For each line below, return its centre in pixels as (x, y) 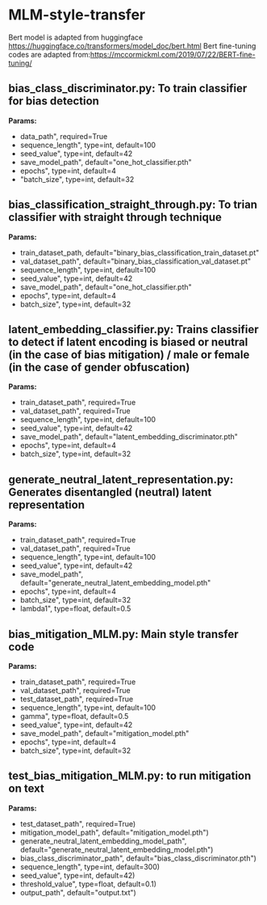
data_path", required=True (64, 136)
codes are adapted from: (50, 54)
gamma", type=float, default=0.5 (74, 716)
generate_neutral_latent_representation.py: (121, 479)
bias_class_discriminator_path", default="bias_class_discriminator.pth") (138, 858)
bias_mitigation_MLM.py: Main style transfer (124, 634)
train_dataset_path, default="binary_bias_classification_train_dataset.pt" (140, 252)
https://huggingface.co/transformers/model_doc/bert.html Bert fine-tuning (132, 45)
